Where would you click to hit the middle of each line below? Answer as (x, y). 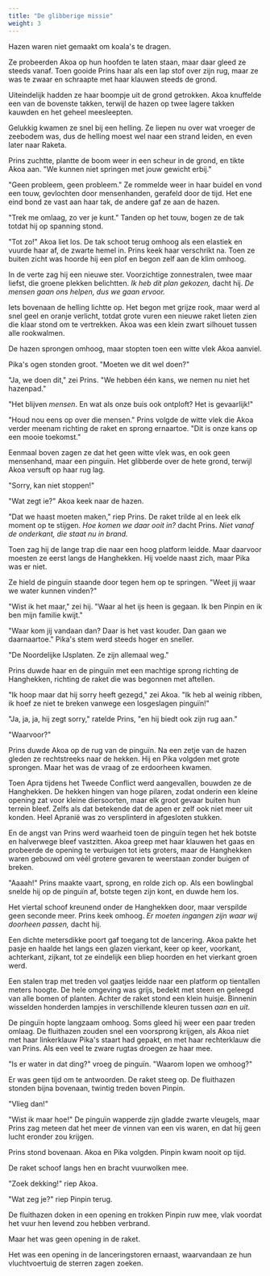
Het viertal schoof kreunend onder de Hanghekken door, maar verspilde (128, 907)
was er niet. (28, 567)
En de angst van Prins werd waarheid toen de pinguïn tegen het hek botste (133, 833)
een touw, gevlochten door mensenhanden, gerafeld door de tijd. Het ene (130, 193)
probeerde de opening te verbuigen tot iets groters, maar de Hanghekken (130, 850)
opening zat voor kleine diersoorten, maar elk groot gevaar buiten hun (125, 800)
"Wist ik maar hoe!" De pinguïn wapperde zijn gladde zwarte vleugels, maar (134, 1119)
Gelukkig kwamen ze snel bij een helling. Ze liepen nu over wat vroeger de (132, 128)
